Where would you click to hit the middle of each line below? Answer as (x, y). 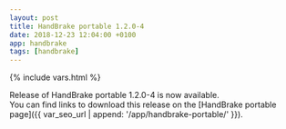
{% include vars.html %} (56, 77)
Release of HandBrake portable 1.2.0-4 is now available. (115, 95)
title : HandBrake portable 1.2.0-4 (77, 26)
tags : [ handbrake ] (44, 52)
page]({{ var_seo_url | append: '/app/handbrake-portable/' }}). (126, 114)
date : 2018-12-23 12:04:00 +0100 (73, 35)
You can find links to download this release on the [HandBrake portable (143, 104)
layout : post (34, 18)
